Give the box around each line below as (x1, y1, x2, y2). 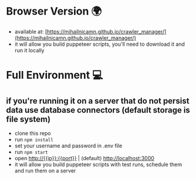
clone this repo (14, 130, 51, 137)
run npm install (14, 136, 54, 143)
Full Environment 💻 (6, 69, 103, 82)
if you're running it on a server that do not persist (6, 96, 190, 106)
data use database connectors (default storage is (6, 105, 191, 115)
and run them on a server (14, 167, 76, 174)
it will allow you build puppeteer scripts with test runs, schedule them (14, 161, 183, 168)
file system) (6, 114, 51, 124)
